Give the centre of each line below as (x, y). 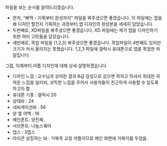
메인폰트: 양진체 (28, 120)
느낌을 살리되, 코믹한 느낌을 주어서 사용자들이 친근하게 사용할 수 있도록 (90, 82)
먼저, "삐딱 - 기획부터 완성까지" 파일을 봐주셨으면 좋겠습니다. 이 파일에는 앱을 (87, 18)
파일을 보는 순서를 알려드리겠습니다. (40, 7)
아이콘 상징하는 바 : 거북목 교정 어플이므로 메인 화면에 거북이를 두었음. (80, 138)
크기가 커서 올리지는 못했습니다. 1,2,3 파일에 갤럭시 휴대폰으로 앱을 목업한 (84, 49)
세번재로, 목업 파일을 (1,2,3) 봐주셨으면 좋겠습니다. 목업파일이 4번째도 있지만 (86, 43)
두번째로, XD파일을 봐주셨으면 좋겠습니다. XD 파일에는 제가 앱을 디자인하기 (85, 30)
